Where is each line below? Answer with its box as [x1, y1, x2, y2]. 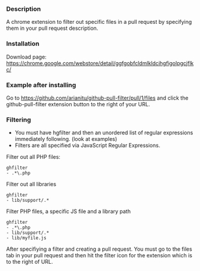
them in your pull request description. [6, 24, 99, 32]
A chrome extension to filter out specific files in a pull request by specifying [6, 19, 192, 26]
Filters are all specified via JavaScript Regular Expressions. [14, 142, 161, 149]
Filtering [6, 115, 31, 124]
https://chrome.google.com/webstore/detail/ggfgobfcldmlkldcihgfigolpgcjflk [6, 59, 194, 67]
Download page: [6, 53, 47, 60]
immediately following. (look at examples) [14, 135, 118, 143]
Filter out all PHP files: [6, 153, 61, 161]
